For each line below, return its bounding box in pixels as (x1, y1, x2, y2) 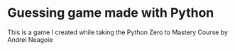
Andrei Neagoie (7, 35, 53, 43)
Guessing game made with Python (7, 5, 214, 21)
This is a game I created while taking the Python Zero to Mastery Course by (7, 28, 229, 36)
